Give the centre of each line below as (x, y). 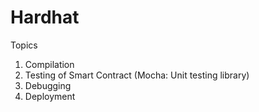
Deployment (50, 96)
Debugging (48, 85)
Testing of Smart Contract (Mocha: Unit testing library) (137, 75)
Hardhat (45, 17)
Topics (24, 45)
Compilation (49, 64)
